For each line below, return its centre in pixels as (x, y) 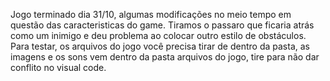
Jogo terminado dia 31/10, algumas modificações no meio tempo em (151, 14)
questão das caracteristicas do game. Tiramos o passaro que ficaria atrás (162, 25)
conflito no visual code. (58, 67)
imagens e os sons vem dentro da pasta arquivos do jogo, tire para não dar (165, 57)
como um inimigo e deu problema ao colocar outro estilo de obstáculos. (158, 35)
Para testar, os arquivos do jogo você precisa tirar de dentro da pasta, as (160, 46)
